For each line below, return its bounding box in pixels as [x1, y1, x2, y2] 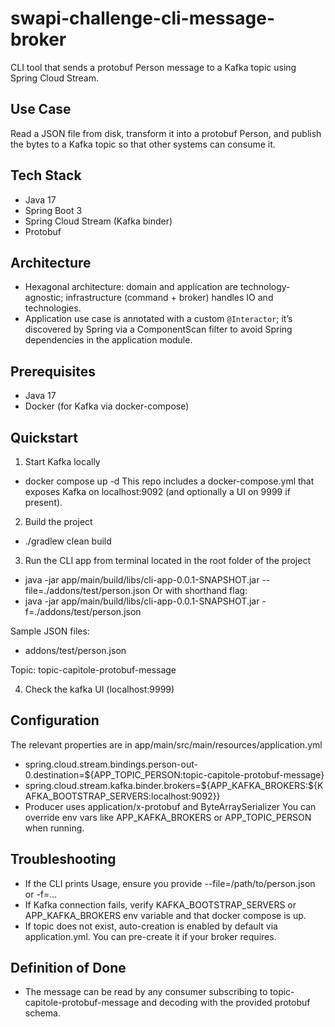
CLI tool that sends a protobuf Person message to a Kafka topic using [10, 61, 297, 73]
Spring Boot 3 [24, 204, 83, 216]
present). [24, 497, 63, 508]
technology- [239, 281, 291, 293]
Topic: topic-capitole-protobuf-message [10, 664, 177, 676]
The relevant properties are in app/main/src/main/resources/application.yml [10, 738, 323, 751]
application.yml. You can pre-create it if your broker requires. [24, 930, 277, 942]
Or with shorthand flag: [152, 585, 248, 596]
